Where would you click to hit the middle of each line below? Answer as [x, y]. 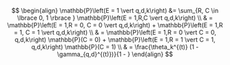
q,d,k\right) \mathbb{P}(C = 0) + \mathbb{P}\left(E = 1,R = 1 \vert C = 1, [115, 40]
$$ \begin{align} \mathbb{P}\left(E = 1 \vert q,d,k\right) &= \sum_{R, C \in [115, 11]
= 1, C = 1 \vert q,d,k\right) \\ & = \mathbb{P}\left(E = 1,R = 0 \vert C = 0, [115, 32]
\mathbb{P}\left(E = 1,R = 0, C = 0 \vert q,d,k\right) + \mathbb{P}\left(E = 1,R [115, 25]
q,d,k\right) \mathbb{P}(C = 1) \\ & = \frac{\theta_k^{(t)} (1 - [115, 47]
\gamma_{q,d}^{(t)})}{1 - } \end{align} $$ [115, 54]
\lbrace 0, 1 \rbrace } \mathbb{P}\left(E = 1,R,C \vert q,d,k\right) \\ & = [115, 18]
